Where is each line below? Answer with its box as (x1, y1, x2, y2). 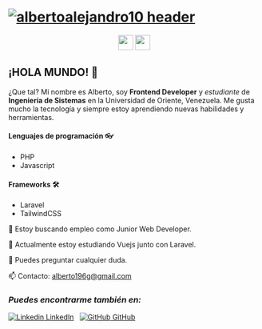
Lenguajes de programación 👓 (8, 131, 114, 141)
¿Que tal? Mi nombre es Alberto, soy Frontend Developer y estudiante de (8, 86, 250, 96)
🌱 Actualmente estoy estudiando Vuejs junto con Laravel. (8, 240, 196, 250)
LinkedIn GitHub (46, 312, 136, 322)
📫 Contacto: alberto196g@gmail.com (8, 271, 132, 281)
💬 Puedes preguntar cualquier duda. (8, 255, 128, 265)
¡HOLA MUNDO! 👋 (8, 66, 98, 79)
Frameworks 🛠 (8, 179, 60, 189)
